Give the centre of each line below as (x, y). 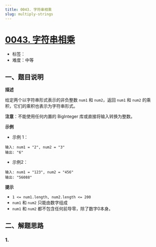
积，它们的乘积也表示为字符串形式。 (41, 106)
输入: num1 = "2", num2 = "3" (35, 147)
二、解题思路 (24, 225)
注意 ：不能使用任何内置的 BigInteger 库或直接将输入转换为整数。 (70, 116)
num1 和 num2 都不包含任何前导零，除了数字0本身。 (62, 209)
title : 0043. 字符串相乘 (29, 9)
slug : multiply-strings (29, 14)
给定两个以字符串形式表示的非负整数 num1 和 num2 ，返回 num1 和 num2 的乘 (78, 100)
